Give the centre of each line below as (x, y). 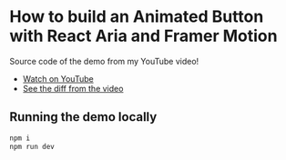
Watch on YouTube (58, 78)
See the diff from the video (73, 88)
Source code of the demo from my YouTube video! (104, 61)
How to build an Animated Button (137, 17)
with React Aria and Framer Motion (143, 36)
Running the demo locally (83, 117)
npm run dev (32, 146)
